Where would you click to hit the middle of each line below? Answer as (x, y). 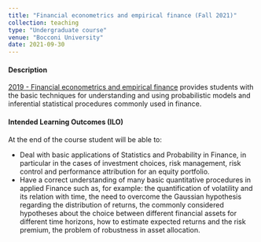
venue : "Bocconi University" (56, 37)
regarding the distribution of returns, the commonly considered (121, 204)
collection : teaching (44, 23)
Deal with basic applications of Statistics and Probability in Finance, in (133, 155)
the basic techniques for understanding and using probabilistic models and (129, 96)
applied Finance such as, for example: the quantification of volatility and (136, 188)
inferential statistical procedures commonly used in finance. (105, 104)
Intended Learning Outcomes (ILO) (66, 122)
